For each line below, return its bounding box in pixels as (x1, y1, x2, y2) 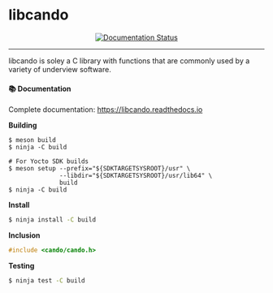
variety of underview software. (8, 64, 111, 74)
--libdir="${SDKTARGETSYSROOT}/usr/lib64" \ (59, 172, 213, 180)
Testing (8, 261, 35, 270)
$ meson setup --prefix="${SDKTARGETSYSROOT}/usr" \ (8, 165, 191, 173)
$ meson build (8, 136, 57, 144)
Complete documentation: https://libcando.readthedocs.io (8, 105, 203, 114)
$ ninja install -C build (8, 216, 96, 224)
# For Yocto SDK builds (8, 157, 89, 166)
